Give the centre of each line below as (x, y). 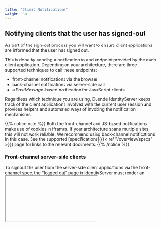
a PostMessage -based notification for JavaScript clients (68, 90)
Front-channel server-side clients (46, 157)
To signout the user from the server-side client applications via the (72, 167)
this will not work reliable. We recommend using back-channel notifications (80, 134)
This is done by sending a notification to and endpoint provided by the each (80, 60)
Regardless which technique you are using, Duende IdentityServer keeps (78, 99)
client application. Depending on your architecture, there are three (71, 65)
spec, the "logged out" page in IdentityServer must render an (83, 173)
